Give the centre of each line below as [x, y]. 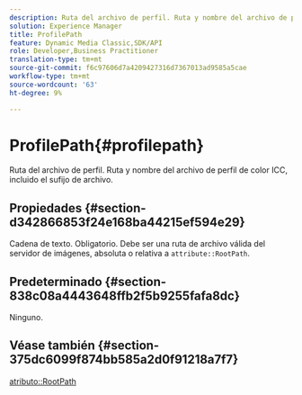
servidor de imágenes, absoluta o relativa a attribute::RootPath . [129, 254]
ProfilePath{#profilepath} [107, 145]
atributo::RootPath [43, 381]
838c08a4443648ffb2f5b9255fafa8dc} [125, 296]
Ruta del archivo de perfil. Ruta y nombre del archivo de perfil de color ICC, [148, 170]
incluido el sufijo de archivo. [62, 180]
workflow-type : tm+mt [50, 76]
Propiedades [46, 208]
